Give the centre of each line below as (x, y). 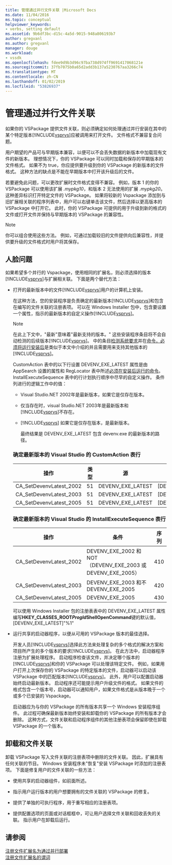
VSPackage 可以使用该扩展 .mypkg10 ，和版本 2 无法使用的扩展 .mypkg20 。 (85, 189)
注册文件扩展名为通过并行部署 (37, 851)
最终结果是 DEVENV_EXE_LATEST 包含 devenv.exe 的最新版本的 (88, 434)
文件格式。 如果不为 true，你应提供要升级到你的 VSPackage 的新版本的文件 (85, 165)
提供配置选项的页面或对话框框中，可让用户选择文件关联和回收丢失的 (84, 813)
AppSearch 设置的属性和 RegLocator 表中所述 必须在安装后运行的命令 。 (88, 371)
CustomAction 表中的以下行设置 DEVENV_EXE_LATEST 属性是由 (80, 365)
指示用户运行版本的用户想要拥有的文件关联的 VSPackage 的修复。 (82, 791)
